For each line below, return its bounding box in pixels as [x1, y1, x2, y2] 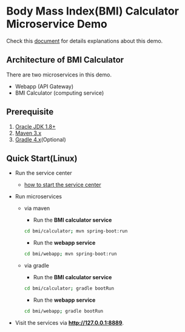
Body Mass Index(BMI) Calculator [6, 4, 179, 18]
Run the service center [15, 169, 72, 177]
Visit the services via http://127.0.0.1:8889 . [15, 319, 124, 326]
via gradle [24, 262, 50, 269]
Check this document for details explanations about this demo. [6, 37, 163, 44]
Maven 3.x [15, 129, 42, 137]
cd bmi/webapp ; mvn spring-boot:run [24, 251, 117, 257]
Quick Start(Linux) [6, 153, 78, 163]
